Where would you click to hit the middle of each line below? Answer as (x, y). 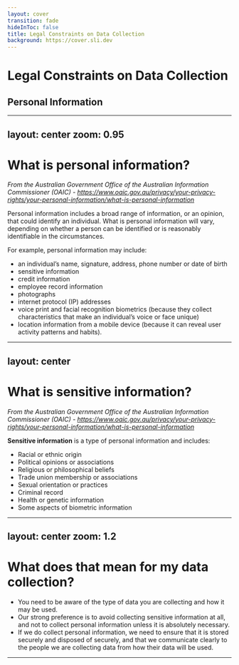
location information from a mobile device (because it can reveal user (119, 324)
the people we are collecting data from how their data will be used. (116, 648)
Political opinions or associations (66, 462)
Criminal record (41, 492)
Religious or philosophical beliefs (66, 469)
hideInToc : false (33, 27)
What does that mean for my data (108, 567)
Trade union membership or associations (78, 477)
